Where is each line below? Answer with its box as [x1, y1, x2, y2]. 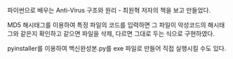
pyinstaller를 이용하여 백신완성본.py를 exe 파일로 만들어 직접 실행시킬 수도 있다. [7, 44, 227, 52]
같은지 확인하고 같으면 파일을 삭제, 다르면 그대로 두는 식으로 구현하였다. [20, 30, 215, 37]
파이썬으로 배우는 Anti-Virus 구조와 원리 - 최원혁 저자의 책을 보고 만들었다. [7, 6, 211, 14]
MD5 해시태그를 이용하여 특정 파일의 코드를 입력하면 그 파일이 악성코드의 [7, 21, 206, 29]
